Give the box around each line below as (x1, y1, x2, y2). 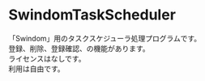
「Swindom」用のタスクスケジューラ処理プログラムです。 (8, 33, 202, 43)
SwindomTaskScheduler (8, 6, 177, 24)
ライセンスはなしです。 (8, 53, 86, 63)
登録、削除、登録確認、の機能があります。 (8, 43, 150, 53)
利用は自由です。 (8, 63, 65, 74)
